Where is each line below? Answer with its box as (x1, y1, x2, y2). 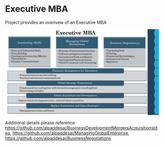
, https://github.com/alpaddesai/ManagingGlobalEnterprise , (10, 130, 130, 136)
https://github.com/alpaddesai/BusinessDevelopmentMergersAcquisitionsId (5, 125, 158, 131)
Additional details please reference (5, 120, 75, 126)
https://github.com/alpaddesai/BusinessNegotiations (5, 135, 111, 141)
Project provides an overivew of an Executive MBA (5, 19, 107, 25)
